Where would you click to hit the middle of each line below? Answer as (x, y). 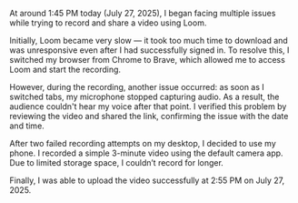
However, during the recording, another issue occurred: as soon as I (137, 87)
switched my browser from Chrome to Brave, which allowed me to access (148, 60)
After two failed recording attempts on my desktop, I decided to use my (143, 143)
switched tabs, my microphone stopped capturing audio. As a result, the (144, 96)
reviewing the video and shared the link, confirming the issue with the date (149, 116)
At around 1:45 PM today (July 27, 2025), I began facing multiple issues (143, 13)
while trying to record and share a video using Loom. (108, 23)
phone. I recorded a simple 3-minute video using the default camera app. (146, 153)
